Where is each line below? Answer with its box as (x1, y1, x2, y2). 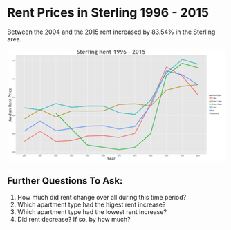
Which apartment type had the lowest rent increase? (17, 208, 167, 216)
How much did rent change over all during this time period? (17, 193, 187, 202)
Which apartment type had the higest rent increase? (17, 200, 166, 209)
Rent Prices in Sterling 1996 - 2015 (7, 5, 210, 21)
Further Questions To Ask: (7, 175, 123, 186)
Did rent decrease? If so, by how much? (17, 215, 131, 224)
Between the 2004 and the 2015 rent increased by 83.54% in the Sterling (7, 28, 216, 36)
